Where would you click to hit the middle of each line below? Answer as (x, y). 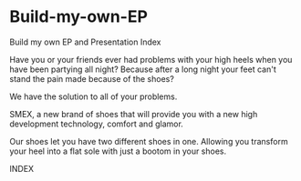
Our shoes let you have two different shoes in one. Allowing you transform (149, 141)
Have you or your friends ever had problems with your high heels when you (151, 59)
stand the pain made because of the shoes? (92, 78)
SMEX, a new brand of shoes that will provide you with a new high (134, 114)
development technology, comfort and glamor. (97, 124)
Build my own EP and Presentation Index (85, 42)
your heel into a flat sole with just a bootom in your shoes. (118, 151)
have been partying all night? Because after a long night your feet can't (143, 69)
